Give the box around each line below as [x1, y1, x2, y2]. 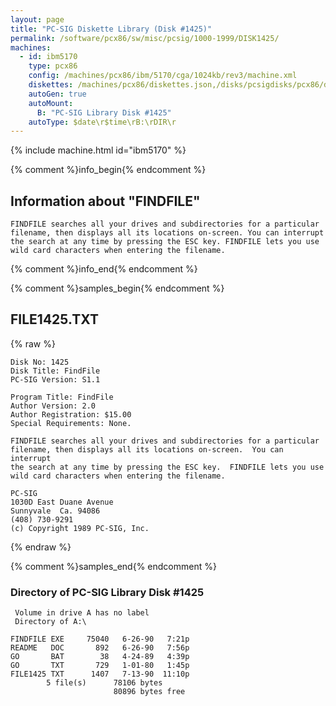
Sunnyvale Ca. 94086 [10, 506, 101, 516]
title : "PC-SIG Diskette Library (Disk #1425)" [10, 24, 213, 34]
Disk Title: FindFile [10, 366, 101, 376]
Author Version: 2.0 [10, 401, 97, 411]
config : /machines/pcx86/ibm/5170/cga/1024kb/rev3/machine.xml [28, 71, 298, 81]
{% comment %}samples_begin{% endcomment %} [10, 282, 225, 295]
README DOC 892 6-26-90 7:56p [10, 643, 190, 653]
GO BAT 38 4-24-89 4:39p [10, 652, 190, 662]
